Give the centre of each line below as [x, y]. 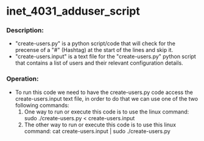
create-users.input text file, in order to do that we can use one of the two [107, 98]
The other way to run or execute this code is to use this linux [100, 125]
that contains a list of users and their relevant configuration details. [99, 63]
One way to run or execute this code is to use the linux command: [107, 112]
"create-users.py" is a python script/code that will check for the [95, 43]
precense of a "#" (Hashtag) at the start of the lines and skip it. [94, 50]
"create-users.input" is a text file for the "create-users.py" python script [105, 57]
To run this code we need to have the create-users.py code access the [104, 92]
